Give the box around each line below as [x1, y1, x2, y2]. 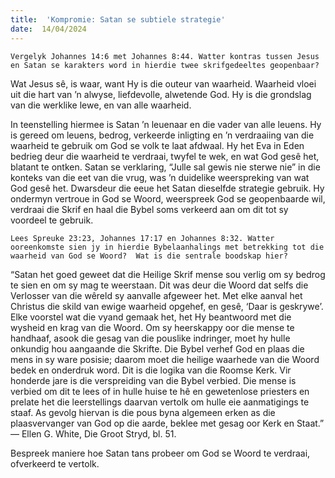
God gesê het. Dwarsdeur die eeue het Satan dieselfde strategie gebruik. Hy [10, 182, 325, 194]
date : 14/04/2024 [10, 24, 87, 34]
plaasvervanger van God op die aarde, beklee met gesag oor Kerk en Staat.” [10, 417, 325, 429]
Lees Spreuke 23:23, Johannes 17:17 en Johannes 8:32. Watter [10, 233, 275, 243]
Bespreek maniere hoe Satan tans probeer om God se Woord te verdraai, [10, 447, 311, 459]
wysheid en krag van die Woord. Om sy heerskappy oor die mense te [10, 321, 295, 333]
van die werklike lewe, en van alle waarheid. [10, 99, 192, 111]
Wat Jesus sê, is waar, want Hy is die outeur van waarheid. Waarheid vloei [10, 77, 317, 90]
